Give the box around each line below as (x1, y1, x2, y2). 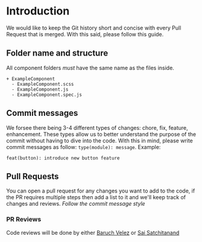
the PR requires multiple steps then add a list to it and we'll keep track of (6, 194, 186, 201)
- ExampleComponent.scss (11, 81, 74, 87)
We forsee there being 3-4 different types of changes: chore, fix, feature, (6, 124, 188, 131)
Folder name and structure (6, 48, 109, 59)
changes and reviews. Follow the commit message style (6, 200, 146, 208)
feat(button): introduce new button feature (6, 155, 120, 161)
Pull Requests (6, 171, 59, 182)
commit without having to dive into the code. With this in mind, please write (6, 137, 193, 144)
